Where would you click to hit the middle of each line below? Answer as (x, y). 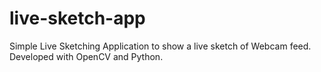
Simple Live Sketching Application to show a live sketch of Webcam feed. (160, 46)
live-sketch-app (77, 18)
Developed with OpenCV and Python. (86, 56)
